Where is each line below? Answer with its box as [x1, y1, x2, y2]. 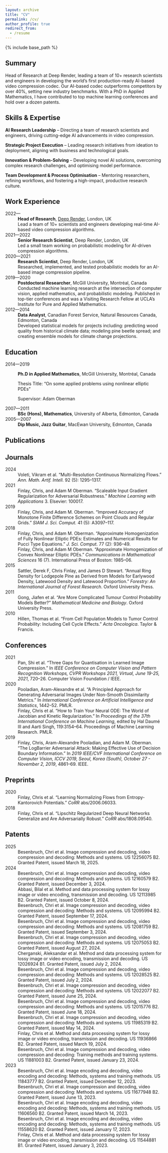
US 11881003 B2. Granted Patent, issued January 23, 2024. [17, 1057, 139, 1063]
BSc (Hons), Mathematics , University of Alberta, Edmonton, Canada [17, 411, 159, 417]
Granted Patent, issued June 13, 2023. [17, 1094, 96, 1100]
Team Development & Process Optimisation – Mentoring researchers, [5, 172, 150, 178]
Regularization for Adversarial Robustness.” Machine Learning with [17, 493, 156, 499]
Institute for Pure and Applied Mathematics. [17, 301, 107, 307]
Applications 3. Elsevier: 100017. [17, 498, 84, 505]
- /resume [9, 31, 30, 36]
